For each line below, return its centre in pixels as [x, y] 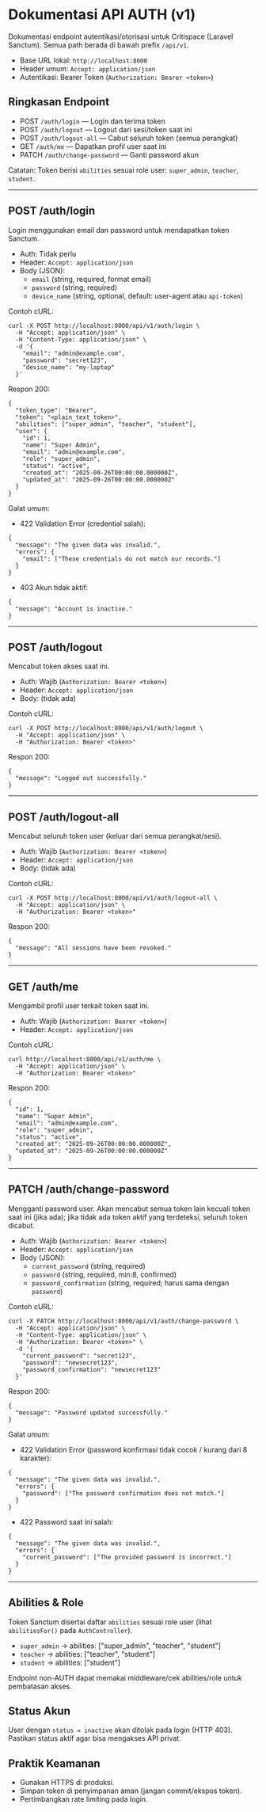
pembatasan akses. [40, 1686]
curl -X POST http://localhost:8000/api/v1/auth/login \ [104, 325]
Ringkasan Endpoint [59, 102]
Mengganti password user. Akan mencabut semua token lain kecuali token [129, 1209]
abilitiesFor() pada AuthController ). [70, 1630]
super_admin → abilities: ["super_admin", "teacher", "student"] [120, 1646]
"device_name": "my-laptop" [68, 367]
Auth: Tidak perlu [48, 253]
